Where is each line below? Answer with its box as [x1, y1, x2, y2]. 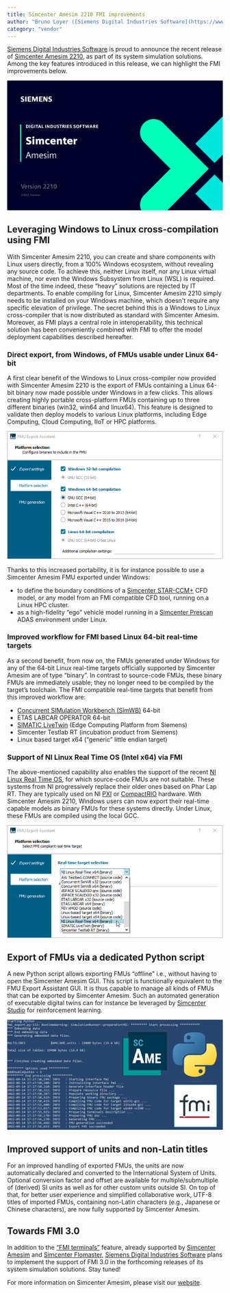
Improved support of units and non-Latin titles [7, 1143, 208, 1155]
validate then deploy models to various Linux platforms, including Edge [7, 410, 207, 418]
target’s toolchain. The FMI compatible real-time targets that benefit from [7, 685, 214, 693]
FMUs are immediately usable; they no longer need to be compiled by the [7, 678, 214, 687]
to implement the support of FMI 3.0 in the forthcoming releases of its [7, 1258, 204, 1266]
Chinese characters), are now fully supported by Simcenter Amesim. [7, 1205, 201, 1214]
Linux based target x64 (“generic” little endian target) [16, 735, 168, 743]
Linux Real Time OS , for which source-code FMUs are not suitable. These [7, 775, 215, 784]
